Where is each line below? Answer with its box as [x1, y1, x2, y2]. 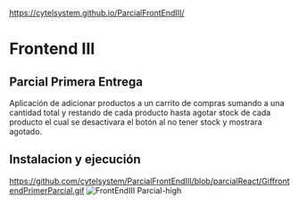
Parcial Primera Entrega [9, 74, 144, 89]
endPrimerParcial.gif [9, 184, 85, 195]
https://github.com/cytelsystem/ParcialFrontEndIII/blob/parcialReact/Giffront [9, 176, 290, 186]
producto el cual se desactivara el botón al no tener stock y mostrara [9, 117, 262, 127]
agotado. [9, 127, 43, 136]
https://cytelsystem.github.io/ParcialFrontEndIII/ [9, 8, 185, 18]
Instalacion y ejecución [9, 152, 141, 168]
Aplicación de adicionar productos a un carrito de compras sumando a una [9, 98, 285, 108]
